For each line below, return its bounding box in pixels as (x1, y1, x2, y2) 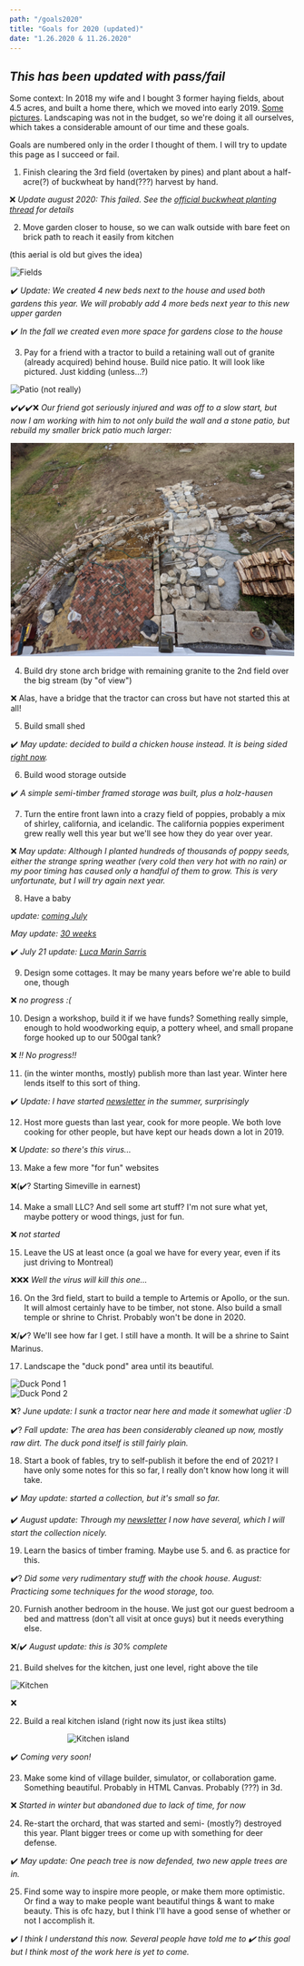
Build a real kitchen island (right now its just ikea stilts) (24, 1716, 227, 1727)
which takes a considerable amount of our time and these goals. (9, 122, 250, 133)
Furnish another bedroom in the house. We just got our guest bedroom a (24, 1604, 295, 1615)
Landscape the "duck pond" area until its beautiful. (24, 1361, 215, 1372)
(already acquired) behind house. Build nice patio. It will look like (24, 357, 265, 368)
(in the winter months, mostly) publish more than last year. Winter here (24, 1068, 288, 1079)
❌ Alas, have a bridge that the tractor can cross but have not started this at (10, 692, 290, 704)
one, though (24, 977, 70, 988)
